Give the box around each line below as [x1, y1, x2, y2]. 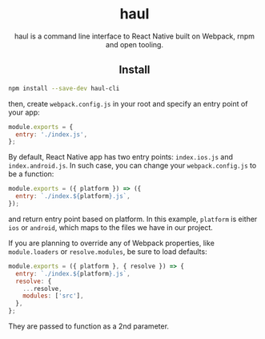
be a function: [8, 169, 54, 179]
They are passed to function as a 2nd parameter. [8, 321, 170, 331]
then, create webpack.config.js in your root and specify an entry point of [8, 99, 248, 108]
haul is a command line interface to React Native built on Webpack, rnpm [14, 31, 255, 41]
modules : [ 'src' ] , [22, 292, 84, 301]
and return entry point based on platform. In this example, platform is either [8, 214, 258, 224]
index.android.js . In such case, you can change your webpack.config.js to [8, 161, 257, 171]
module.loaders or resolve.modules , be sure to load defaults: [8, 246, 207, 256]
